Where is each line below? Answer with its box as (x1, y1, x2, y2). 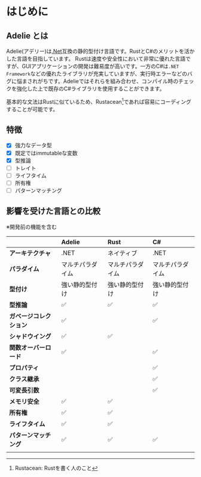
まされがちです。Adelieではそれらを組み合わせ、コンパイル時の (22, 78, 178, 84)
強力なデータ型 (14, 141, 52, 149)
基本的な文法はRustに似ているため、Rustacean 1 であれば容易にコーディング (6, 97, 191, 105)
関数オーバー (9, 343, 45, 352)
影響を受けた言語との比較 (6, 206, 100, 216)
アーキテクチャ (9, 249, 51, 257)
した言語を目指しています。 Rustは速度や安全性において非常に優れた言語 (6, 55, 185, 62)
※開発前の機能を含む (6, 223, 57, 230)
